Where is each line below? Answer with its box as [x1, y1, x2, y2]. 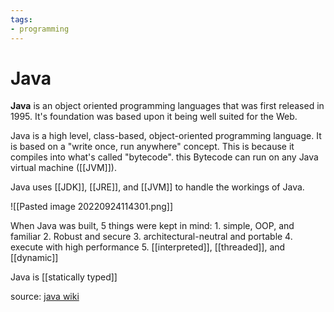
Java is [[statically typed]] [10, 271, 118, 283]
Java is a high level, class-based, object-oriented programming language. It [10, 130, 322, 142]
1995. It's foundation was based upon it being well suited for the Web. [10, 111, 298, 123]
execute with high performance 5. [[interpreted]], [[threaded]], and [10, 241, 286, 253]
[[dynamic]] [10, 252, 59, 264]
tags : [10, 14, 33, 25]
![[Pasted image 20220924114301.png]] [10, 201, 174, 213]
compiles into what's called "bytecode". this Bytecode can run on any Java [10, 151, 319, 163]
